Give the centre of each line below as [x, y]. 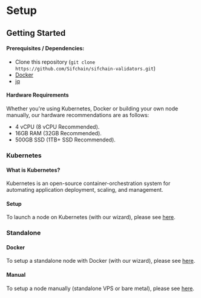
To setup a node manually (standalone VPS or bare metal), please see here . [100, 288]
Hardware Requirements [38, 95]
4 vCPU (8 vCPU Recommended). [57, 127]
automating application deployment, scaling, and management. [85, 190]
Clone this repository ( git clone [55, 62]
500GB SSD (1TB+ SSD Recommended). [65, 140]
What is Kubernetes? [33, 170]
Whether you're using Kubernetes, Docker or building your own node [92, 108]
